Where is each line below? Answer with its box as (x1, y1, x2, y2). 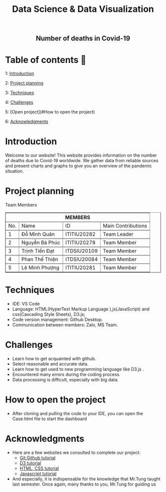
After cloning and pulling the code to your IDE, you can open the (12, 410, 143, 416)
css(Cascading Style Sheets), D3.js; (12, 311, 85, 317)
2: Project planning (5, 80, 43, 86)
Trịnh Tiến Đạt (21, 247, 54, 254)
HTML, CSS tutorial (19, 465, 59, 471)
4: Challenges (5, 99, 34, 105)
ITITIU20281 (65, 264, 96, 271)
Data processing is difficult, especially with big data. (12, 377, 119, 383)
